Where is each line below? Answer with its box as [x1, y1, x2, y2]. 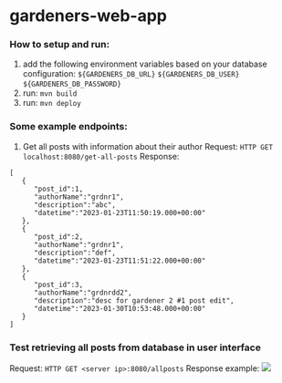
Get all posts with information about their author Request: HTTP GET [22, 140, 274, 151]
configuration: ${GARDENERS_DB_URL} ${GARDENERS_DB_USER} [22, 68, 240, 79]
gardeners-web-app [9, 5, 167, 26]
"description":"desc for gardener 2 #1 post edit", [33, 295, 235, 305]
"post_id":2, [33, 232, 84, 242]
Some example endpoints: [9, 120, 128, 133]
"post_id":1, [33, 184, 84, 193]
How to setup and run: [9, 38, 110, 51]
